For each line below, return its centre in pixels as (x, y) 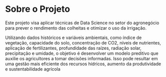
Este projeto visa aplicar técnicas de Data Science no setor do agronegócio (82, 23)
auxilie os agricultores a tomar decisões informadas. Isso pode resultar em (82, 58)
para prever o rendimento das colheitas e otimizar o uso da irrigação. (76, 28)
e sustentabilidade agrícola (33, 69)
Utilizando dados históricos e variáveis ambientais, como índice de (73, 38)
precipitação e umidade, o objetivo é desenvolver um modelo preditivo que (82, 53)
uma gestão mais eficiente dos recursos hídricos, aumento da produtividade (83, 64)
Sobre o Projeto (38, 9)
